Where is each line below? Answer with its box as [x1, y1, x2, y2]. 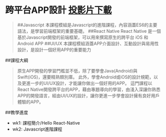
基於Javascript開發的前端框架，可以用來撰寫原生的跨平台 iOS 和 [17, 34, 149, 40]
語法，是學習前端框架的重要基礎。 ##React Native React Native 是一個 [17, 28, 161, 34]
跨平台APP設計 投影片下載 [5, 4, 112, 16]
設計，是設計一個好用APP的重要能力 [17, 47, 92, 53]
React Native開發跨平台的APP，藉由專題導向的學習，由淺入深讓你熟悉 [17, 86, 161, 92]
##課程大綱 [5, 57, 28, 63]
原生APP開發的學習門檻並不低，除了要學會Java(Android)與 [17, 68, 138, 73]
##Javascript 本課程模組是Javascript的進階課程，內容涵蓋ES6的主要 [17, 22, 158, 28]
